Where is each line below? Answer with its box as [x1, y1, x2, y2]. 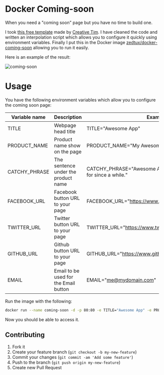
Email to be [54, 267, 80, 274]
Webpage [54, 122, 77, 129]
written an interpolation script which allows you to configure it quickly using [5, 34, 157, 40]
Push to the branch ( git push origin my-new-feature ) [12, 359, 121, 365]
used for [54, 273, 73, 280]
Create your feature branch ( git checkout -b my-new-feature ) [12, 349, 137, 355]
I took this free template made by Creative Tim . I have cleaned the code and [5, 29, 158, 35]
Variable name [11, 113, 46, 120]
